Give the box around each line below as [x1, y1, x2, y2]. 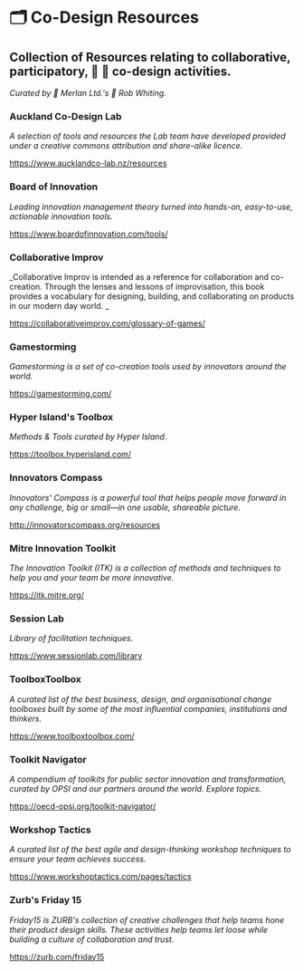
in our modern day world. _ [9, 300, 110, 311]
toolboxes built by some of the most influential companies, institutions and [9, 703, 288, 714]
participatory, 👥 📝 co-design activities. [9, 63, 232, 79]
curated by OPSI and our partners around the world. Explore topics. [9, 783, 262, 793]
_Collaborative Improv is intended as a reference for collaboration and [9, 271, 270, 282]
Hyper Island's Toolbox [9, 411, 114, 424]
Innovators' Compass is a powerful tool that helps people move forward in [9, 492, 287, 503]
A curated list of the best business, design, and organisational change [9, 694, 272, 705]
